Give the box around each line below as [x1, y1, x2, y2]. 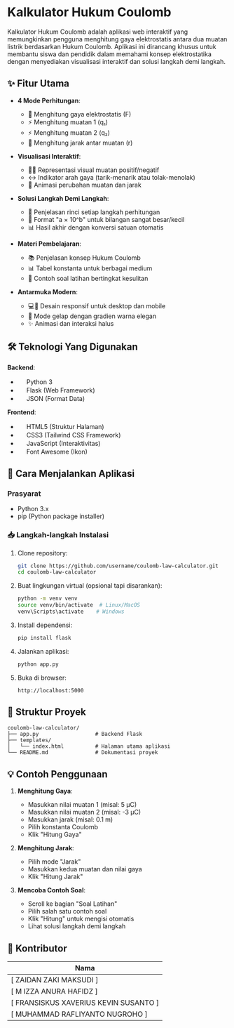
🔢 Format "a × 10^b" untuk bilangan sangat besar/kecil [27, 215, 185, 223]
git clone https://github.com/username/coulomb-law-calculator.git [17, 562, 219, 569]
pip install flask [17, 634, 71, 641]
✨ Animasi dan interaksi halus [27, 319, 114, 327]
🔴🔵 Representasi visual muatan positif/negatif [27, 166, 160, 174]
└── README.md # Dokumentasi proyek [7, 749, 158, 756]
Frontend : [7, 408, 36, 416]
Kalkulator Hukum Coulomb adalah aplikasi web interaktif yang [7, 27, 188, 36]
